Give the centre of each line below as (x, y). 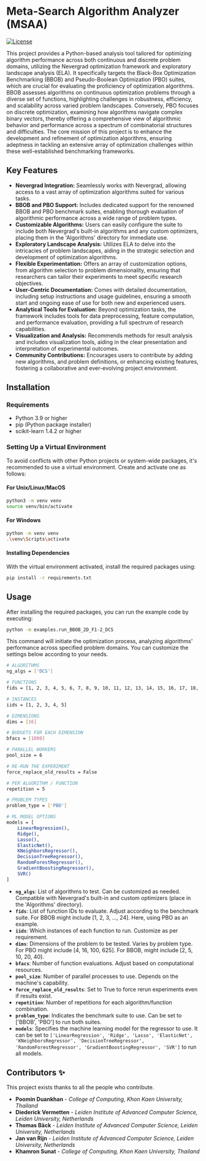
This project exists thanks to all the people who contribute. (80, 1087)
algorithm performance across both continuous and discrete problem (93, 60)
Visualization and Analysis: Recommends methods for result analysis (104, 335)
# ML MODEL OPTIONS (31, 817)
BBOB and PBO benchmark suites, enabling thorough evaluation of (99, 211)
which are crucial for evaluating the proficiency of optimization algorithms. (100, 86)
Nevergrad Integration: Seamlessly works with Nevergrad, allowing (101, 185)
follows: (16, 474)
